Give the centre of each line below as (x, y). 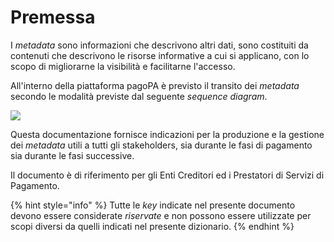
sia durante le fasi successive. (72, 155)
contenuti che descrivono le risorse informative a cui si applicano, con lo (160, 55)
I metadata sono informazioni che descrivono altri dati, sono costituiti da (159, 45)
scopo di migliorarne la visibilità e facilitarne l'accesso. (123, 66)
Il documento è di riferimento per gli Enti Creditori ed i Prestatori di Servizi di (167, 175)
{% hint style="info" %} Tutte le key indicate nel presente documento (153, 205)
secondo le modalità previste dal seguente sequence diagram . (139, 96)
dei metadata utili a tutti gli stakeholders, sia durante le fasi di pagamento (161, 145)
